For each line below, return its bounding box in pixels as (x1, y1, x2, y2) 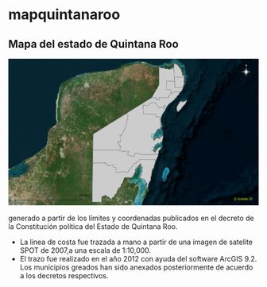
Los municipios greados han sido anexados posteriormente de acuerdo (19, 262, 253, 272)
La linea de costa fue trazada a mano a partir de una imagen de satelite (19, 237, 253, 246)
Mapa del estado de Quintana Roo (8, 37, 179, 51)
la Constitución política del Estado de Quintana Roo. (8, 221, 178, 231)
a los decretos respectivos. (19, 270, 109, 280)
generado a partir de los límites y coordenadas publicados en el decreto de (8, 213, 254, 223)
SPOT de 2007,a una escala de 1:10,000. (19, 245, 152, 255)
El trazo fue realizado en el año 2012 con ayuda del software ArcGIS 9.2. (19, 254, 257, 263)
